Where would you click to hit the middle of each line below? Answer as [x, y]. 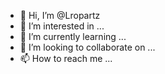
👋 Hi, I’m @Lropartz [60, 15]
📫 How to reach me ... [66, 58]
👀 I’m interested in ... [62, 26]
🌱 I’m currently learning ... [73, 36]
